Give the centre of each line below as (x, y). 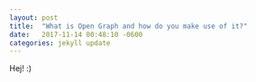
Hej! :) (21, 68)
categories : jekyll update (60, 43)
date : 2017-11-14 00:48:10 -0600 (76, 34)
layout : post (34, 18)
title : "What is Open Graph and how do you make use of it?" (128, 26)
